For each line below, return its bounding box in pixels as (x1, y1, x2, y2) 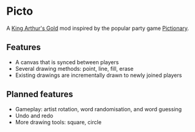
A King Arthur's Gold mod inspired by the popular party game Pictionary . (6, 24, 189, 32)
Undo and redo (15, 112, 54, 119)
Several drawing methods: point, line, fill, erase (15, 65, 134, 72)
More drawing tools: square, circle (15, 118, 102, 126)
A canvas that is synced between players (15, 58, 119, 65)
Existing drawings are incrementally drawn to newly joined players (15, 71, 182, 79)
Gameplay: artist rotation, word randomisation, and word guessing (15, 105, 182, 112)
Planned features (6, 89, 73, 100)
